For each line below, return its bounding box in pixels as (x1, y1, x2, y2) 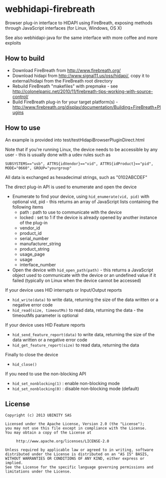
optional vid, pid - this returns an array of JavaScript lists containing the (12, 199, 159, 205)
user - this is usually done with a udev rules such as (5, 152, 111, 158)
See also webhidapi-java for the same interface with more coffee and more (5, 35, 158, 41)
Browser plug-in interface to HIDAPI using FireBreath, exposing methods (5, 20, 153, 26)
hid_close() (12, 362, 37, 367)
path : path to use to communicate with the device (19, 209, 122, 215)
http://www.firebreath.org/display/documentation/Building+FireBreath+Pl (12, 104, 161, 110)
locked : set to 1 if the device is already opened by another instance (19, 214, 157, 220)
